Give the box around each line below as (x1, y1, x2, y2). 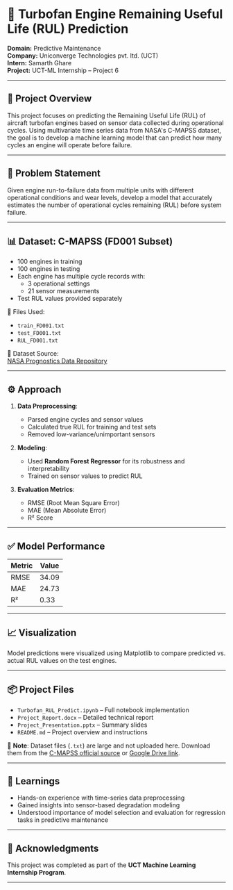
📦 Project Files (7, 684, 74, 695)
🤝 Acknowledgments (7, 842, 99, 854)
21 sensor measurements (27, 287, 100, 295)
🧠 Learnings (7, 775, 60, 787)
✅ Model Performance (7, 540, 105, 552)
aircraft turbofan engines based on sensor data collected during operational (7, 118, 224, 127)
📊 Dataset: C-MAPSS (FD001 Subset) (7, 236, 173, 247)
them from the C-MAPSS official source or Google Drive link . (7, 748, 180, 757)
